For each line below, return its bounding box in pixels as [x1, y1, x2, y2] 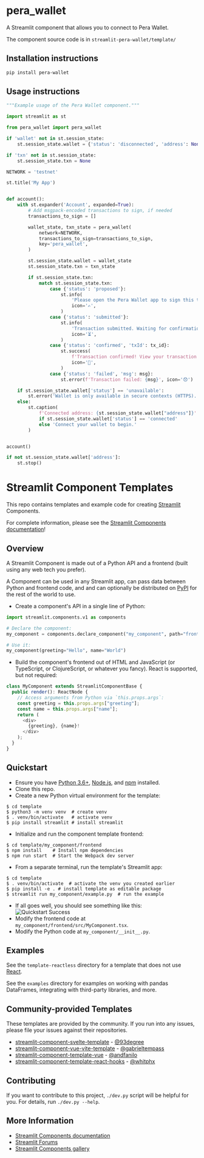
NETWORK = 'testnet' [6, 169, 59, 175]
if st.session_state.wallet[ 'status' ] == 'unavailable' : [17, 388, 165, 394]
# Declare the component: [6, 625, 72, 631]
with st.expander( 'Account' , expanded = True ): [17, 202, 135, 208]
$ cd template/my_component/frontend [6, 842, 102, 848]
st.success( [60, 348, 91, 354]
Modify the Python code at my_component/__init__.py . [15, 928, 151, 935]
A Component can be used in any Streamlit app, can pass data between [6, 577, 186, 585]
